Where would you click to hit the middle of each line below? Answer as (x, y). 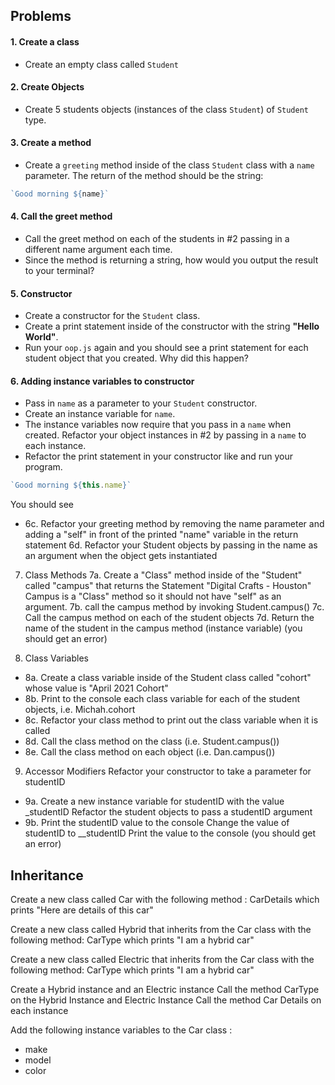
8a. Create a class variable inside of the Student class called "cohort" (168, 678)
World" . (41, 337)
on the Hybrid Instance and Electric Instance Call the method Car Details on (166, 1000)
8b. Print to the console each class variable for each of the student (162, 699)
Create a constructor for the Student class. (112, 316)
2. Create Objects (47, 87)
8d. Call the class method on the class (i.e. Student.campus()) (152, 741)
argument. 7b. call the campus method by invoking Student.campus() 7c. (174, 607)
